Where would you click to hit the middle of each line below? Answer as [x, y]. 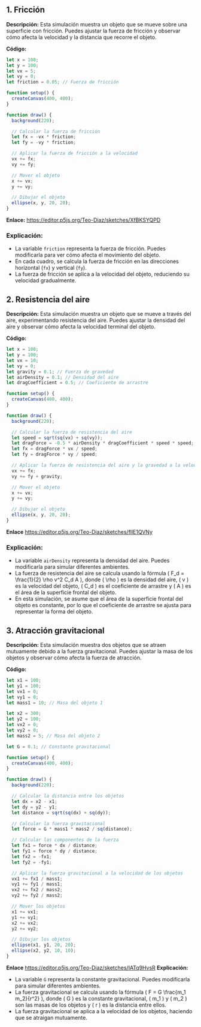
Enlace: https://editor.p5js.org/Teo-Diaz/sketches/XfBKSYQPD [83, 220]
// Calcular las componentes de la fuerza [65, 840]
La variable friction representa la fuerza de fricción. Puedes [90, 249]
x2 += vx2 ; [25, 923]
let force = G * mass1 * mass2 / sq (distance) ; [72, 829]
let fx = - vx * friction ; [44, 137]
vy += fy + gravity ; [37, 476]
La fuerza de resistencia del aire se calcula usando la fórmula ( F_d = [100, 574]
